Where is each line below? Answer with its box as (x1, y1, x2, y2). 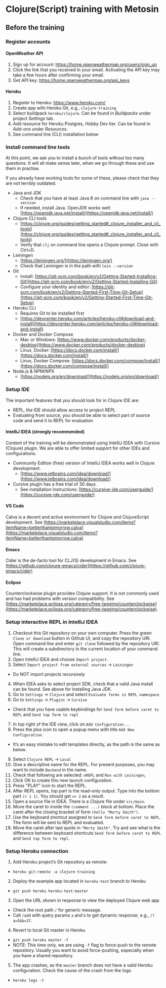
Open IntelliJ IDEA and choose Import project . (12, 656, 108, 662)
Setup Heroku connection (5, 848, 69, 855)
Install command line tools (5, 143, 70, 150)
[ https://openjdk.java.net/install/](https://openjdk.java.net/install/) (20, 210, 154, 216)
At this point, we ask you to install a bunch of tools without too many (5, 155, 145, 161)
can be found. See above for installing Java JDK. (12, 686, 113, 692)
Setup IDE (5, 386, 30, 393)
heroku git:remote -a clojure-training (12, 869, 95, 874)
